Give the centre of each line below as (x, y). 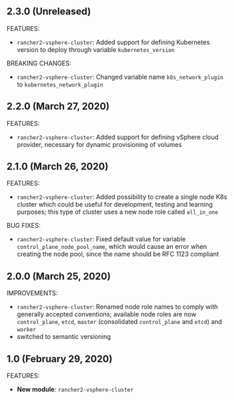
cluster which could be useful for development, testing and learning (115, 205)
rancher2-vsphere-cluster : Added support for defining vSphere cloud (118, 137)
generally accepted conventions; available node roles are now (106, 314)
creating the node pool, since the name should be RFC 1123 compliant (118, 254)
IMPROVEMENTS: (32, 293)
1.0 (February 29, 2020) (60, 359)
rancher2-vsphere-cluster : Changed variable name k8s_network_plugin (120, 77)
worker (26, 330)
